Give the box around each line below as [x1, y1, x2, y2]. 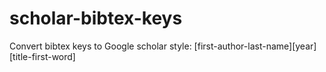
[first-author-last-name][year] [193, 40, 317, 52]
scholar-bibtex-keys [9, 7, 183, 30]
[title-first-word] [9, 50, 76, 62]
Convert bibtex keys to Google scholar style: [9, 40, 192, 52]
